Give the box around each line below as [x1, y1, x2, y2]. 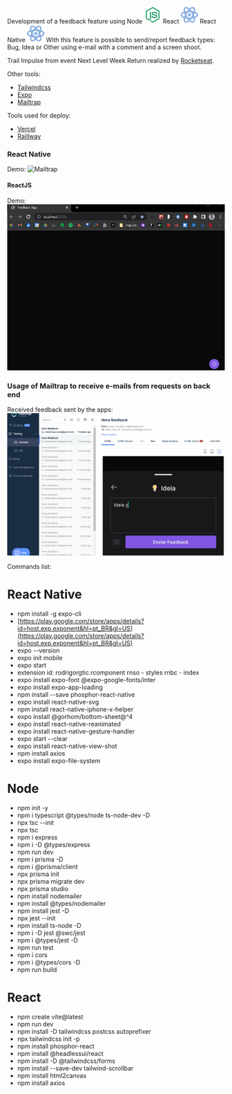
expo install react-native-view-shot [17, 742, 117, 750]
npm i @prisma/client [17, 862, 78, 870]
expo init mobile [17, 653, 63, 662]
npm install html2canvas [17, 1071, 87, 1079]
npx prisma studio [17, 884, 69, 893]
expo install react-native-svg [17, 698, 99, 706]
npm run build [17, 965, 57, 974]
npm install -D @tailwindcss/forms [17, 1057, 116, 1065]
